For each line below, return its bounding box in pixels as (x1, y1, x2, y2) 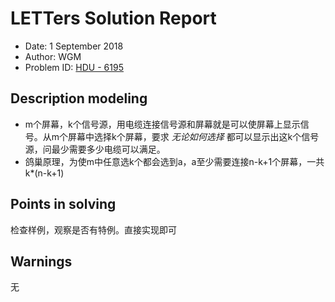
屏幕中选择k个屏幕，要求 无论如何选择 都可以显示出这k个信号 (68, 130, 320, 142)
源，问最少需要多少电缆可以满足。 (24, 143, 166, 155)
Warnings (10, 253, 73, 270)
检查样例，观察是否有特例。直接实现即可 (10, 223, 177, 236)
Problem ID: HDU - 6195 (24, 61, 124, 73)
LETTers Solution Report (10, 7, 217, 30)
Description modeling (10, 90, 148, 107)
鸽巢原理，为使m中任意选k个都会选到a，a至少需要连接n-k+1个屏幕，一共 (24, 155, 325, 167)
